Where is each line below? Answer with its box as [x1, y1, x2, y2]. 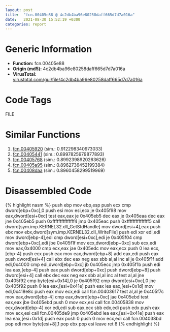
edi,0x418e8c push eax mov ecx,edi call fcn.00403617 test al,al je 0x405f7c [5, 288, 164, 294]
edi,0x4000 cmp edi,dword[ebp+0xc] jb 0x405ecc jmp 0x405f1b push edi [5, 261, 161, 267]
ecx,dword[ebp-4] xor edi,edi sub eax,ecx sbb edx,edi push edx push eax [5, 305, 160, 311]
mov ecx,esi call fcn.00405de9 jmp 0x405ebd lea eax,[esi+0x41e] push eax [5, 310, 164, 316]
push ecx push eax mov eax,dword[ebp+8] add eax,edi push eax [22, 251, 159, 257]
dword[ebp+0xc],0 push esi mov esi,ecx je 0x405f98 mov [5, 207, 127, 214]
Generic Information [5, 44, 92, 55]
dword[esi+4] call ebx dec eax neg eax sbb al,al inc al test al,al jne [5, 273, 145, 278]
